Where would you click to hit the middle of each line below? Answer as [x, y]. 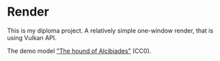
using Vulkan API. [32, 37]
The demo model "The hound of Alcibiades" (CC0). [79, 51]
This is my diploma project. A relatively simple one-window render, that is [110, 30]
